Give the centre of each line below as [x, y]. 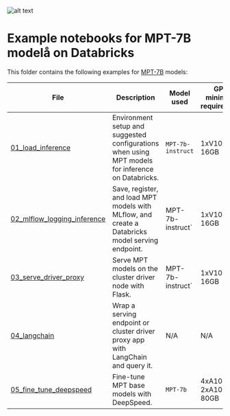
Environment [132, 117]
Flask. [122, 294]
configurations [136, 143]
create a [125, 223]
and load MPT [135, 197]
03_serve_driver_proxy [47, 277]
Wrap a [124, 305]
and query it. [132, 365]
